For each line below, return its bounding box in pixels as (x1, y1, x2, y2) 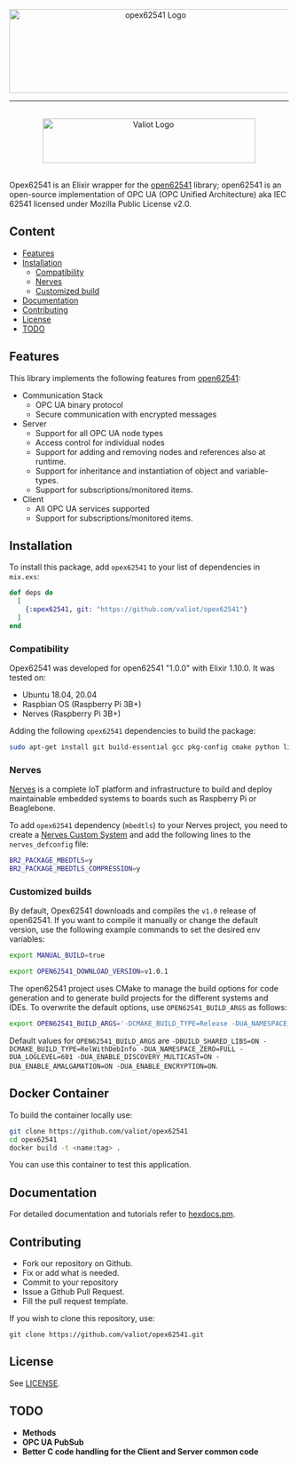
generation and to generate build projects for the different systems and (9, 992, 269, 1003)
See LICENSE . (9, 1377, 60, 1389)
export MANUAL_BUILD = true (9, 951, 105, 960)
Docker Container (9, 1086, 109, 1101)
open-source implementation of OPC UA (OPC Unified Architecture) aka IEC (9, 189, 286, 199)
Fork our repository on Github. (21, 1258, 133, 1269)
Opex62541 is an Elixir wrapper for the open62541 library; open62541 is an (9, 179, 282, 190)
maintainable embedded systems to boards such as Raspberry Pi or (9, 793, 257, 804)
